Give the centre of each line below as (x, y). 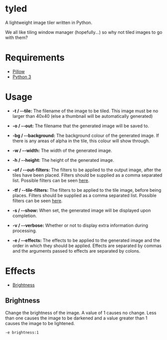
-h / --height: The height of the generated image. (63, 160)
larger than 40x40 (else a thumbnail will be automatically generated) (83, 116)
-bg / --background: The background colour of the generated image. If (86, 135)
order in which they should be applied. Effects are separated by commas (87, 246)
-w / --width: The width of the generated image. (62, 150)
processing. (25, 231)
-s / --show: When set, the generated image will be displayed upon (82, 210)
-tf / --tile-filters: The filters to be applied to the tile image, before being (87, 190)
